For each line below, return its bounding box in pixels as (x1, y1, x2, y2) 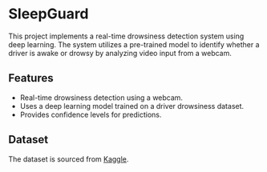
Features (8, 71, 54, 85)
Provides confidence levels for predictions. (19, 110, 162, 119)
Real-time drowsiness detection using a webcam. (19, 93, 183, 102)
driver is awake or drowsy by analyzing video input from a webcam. (8, 48, 233, 58)
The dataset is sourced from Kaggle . (8, 154, 129, 164)
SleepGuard (8, 5, 90, 23)
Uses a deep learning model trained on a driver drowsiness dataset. (19, 101, 245, 110)
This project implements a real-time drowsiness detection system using (8, 31, 245, 41)
